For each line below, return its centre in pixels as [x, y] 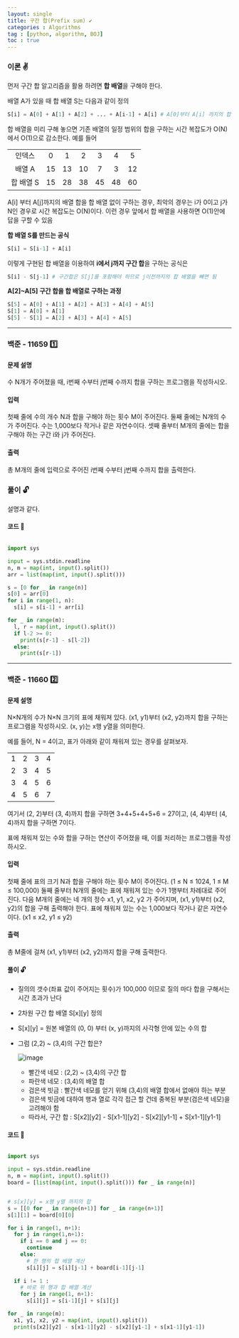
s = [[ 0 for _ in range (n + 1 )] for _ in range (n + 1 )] [86, 1208]
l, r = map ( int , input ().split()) [65, 627]
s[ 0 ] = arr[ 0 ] [28, 594]
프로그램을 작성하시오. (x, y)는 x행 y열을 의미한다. [76, 726]
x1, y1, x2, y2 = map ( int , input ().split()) [81, 1320]
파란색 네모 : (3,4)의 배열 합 [67, 1081]
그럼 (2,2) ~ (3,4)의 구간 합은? [60, 1043]
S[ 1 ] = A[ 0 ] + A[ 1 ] [36, 311]
